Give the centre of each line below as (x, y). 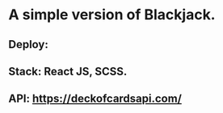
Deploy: (28, 44)
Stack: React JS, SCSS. (68, 71)
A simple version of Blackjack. (112, 15)
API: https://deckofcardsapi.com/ (95, 99)
